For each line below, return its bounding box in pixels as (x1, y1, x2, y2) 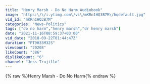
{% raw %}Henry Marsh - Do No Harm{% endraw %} (5, 73, 116, 79)
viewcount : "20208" (5, 45, 46, 50)
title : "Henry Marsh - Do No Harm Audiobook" (5, 7, 103, 13)
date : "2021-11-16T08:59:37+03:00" (5, 31, 80, 36)
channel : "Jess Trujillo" (5, 59, 60, 64)
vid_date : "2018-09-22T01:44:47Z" (5, 36, 78, 41)
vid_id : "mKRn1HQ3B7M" (5, 17, 53, 22)
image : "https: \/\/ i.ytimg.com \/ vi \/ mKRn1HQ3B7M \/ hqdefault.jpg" (5, 12, 145, 17)
